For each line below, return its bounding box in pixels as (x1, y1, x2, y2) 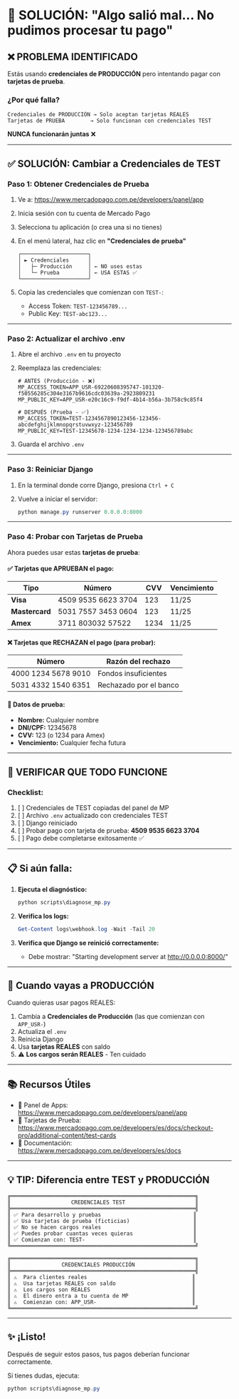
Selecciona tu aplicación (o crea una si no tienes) (17, 222, 162, 231)
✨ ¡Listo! (7, 1331, 46, 1343)
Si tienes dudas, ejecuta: (7, 1371, 80, 1380)
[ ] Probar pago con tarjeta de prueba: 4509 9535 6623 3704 (17, 826, 200, 835)
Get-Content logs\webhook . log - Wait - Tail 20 (17, 926, 155, 933)
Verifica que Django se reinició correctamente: (17, 938, 159, 947)
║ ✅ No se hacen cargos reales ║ (7, 1224, 197, 1231)
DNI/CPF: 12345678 (17, 724, 77, 732)
